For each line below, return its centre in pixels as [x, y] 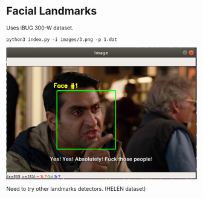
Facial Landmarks [52, 11]
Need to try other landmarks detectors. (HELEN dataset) [76, 188]
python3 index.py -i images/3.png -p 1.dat [62, 39]
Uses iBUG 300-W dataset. [40, 28]
